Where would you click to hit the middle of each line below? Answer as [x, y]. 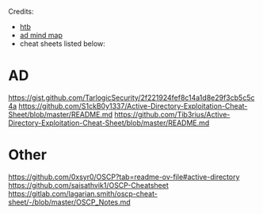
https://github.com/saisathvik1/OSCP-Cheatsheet [88, 185]
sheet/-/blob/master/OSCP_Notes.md [69, 202]
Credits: [21, 11]
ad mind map [41, 35]
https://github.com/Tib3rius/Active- [172, 114]
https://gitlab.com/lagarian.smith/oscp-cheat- [83, 193]
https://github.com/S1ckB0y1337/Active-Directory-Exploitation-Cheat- [133, 105]
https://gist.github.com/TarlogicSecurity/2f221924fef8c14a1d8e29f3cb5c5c [131, 97]
